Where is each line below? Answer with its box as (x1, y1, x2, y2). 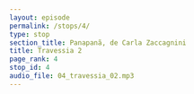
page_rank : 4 (9, 55, 58, 64)
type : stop (9, 30, 50, 38)
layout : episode (9, 13, 70, 22)
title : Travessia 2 (9, 47, 83, 56)
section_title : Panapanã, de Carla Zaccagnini (9, 38, 187, 47)
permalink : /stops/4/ (9, 21, 91, 30)
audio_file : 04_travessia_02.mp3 (9, 72, 135, 81)
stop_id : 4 (9, 64, 50, 73)
